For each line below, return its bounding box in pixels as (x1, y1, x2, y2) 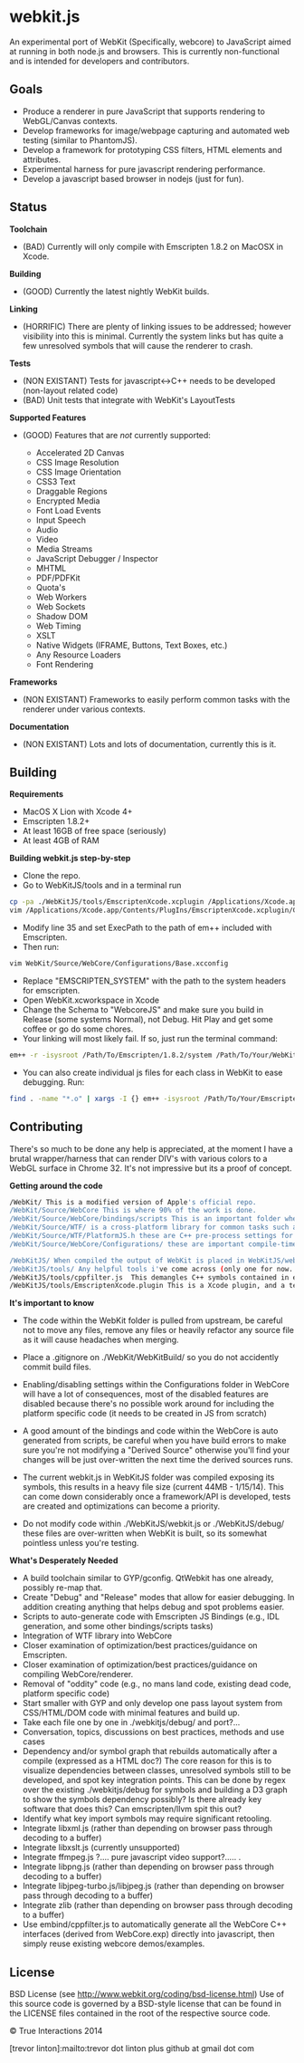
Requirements (9, 789, 64, 800)
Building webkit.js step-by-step (9, 853, 131, 864)
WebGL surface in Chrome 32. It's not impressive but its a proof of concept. (9, 1162, 292, 1174)
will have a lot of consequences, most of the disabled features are (22, 1388, 269, 1400)
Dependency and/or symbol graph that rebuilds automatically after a (22, 1746, 278, 1757)
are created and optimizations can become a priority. (22, 1501, 221, 1511)
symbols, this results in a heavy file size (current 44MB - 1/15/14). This (22, 1482, 285, 1492)
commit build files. (22, 1361, 92, 1373)
